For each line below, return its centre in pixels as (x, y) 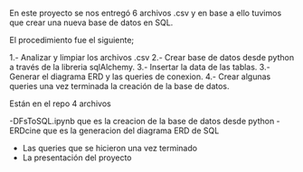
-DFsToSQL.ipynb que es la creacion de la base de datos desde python (142, 121)
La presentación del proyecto (77, 158)
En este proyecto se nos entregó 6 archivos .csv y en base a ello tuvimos (146, 13)
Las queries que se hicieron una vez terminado (109, 148)
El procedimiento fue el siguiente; (72, 40)
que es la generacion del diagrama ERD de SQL (131, 131)
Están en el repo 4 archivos (60, 104)
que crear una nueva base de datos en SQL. (91, 23)
